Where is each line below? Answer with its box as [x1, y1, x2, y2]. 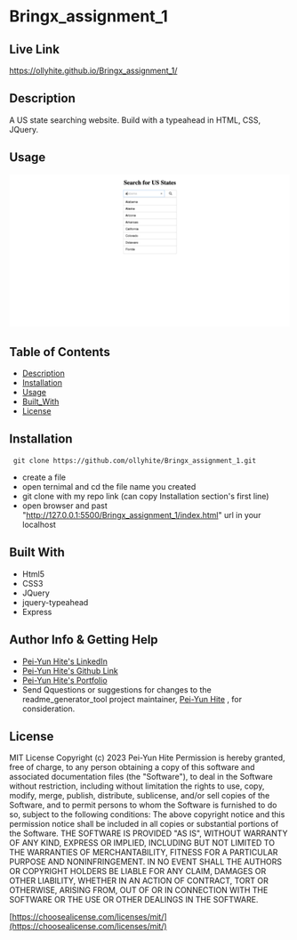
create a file [21, 472, 67, 482]
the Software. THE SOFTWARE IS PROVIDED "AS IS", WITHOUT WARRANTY [9, 828, 288, 839]
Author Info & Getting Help [9, 632, 158, 647]
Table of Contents [9, 344, 111, 360]
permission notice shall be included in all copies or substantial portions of [9, 819, 279, 830]
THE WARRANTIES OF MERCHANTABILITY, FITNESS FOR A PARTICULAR [9, 847, 278, 858]
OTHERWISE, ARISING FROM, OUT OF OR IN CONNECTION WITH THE [9, 885, 269, 895]
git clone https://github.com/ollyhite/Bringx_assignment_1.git [12, 456, 256, 465]
